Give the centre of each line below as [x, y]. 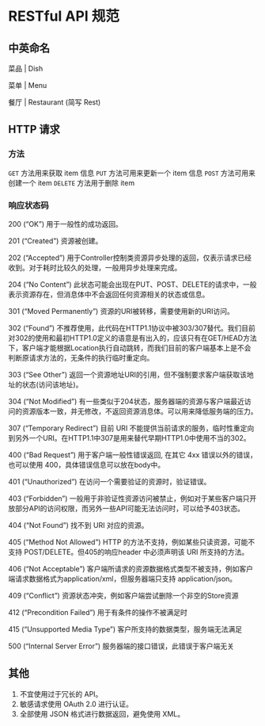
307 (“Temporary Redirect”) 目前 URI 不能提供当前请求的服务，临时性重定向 [131, 428]
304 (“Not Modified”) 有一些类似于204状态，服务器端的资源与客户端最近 [127, 401]
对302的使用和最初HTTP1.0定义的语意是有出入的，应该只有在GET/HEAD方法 [132, 338]
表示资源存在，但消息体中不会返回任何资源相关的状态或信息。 [109, 294]
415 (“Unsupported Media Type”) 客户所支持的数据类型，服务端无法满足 [125, 629]
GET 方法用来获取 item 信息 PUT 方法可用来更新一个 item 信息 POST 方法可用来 [132, 173]
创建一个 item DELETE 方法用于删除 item [72, 182]
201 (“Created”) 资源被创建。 [55, 241]
